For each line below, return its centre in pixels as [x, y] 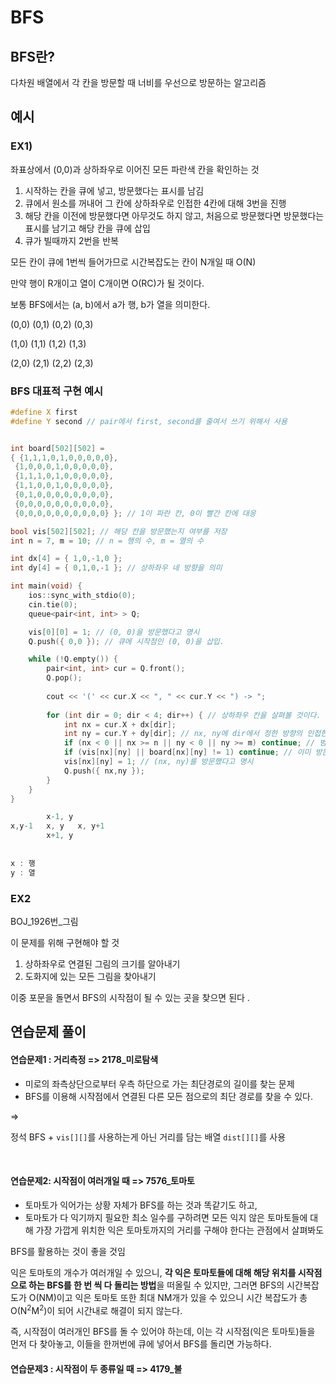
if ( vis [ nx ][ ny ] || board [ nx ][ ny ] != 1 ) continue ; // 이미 [187, 752]
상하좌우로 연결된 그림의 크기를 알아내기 [102, 963]
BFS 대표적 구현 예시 [57, 391]
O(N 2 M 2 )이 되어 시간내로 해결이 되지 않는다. [96, 1309]
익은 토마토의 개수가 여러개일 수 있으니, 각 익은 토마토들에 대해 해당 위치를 [153, 1272]
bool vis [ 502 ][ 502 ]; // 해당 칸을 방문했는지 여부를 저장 [119, 531]
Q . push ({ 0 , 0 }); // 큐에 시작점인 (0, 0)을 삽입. [126, 641]
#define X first [44, 412]
